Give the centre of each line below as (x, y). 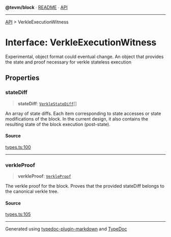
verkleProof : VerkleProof (44, 176)
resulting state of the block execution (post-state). (58, 124)
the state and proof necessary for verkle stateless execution (68, 62)
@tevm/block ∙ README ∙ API (36, 7)
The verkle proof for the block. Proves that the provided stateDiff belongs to (85, 186)
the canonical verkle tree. (32, 191)
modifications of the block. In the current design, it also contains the (77, 118)
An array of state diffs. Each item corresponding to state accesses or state (83, 113)
